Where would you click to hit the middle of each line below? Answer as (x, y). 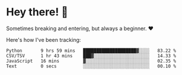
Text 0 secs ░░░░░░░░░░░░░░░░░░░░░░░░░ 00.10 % (91, 66)
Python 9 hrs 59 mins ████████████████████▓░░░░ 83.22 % (91, 50)
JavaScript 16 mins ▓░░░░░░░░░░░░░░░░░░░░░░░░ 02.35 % (91, 61)
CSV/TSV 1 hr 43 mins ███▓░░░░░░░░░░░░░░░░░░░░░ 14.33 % (91, 56)
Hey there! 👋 (37, 12)
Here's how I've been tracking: (44, 40)
